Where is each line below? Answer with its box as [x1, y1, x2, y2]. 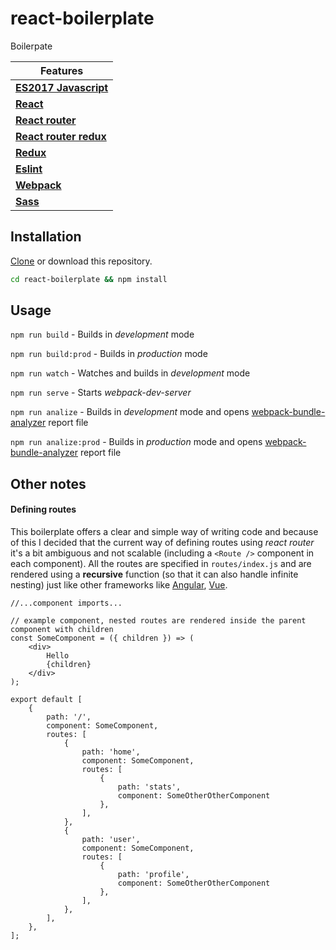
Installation [10, 228, 82, 246]
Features [39, 63, 84, 77]
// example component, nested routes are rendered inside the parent [10, 616, 307, 626]
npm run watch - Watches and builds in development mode [10, 367, 251, 379]
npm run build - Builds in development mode [10, 328, 195, 341]
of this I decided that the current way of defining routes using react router [10, 537, 315, 549]
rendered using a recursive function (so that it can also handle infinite [10, 568, 299, 581]
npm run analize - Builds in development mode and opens [10, 406, 250, 418]
